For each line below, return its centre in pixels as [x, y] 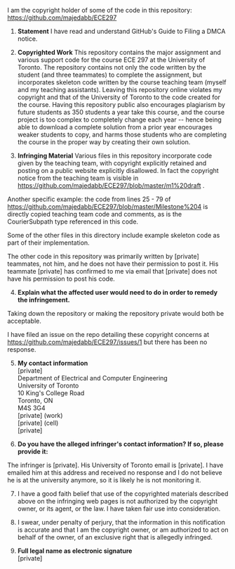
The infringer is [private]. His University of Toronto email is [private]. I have [115, 465]
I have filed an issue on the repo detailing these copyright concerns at [108, 334]
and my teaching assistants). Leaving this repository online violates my [120, 90]
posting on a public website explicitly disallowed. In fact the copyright [118, 171]
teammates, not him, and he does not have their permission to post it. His [113, 264]
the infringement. [43, 300]
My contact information [53, 363]
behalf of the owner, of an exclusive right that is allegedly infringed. [115, 537]
